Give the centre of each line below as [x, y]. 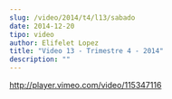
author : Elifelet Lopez [54, 43]
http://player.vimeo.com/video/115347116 [86, 85]
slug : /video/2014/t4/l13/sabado [72, 18]
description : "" [40, 59]
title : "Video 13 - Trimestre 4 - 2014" [87, 51]
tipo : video [32, 34]
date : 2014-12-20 [42, 26]
